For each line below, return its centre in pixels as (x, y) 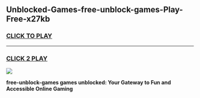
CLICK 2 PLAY (27, 58)
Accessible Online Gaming (40, 88)
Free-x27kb (28, 19)
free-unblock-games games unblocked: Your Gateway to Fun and (89, 82)
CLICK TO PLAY (29, 36)
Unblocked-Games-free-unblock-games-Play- (95, 10)
